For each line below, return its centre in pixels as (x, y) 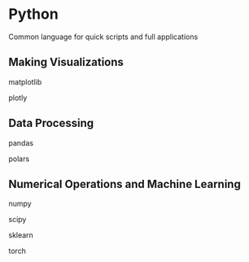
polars (19, 159)
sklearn (21, 235)
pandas (21, 142)
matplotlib (25, 81)
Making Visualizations (66, 62)
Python (33, 14)
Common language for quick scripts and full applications (103, 37)
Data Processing (51, 123)
